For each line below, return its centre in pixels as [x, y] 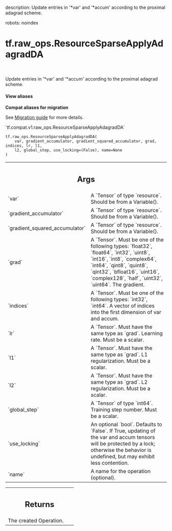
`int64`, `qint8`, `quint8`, [119, 265]
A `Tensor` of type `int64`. [122, 403]
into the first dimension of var [126, 312]
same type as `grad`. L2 [119, 382]
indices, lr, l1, [24, 146]
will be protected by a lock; [123, 443]
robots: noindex [22, 23]
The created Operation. [36, 521]
